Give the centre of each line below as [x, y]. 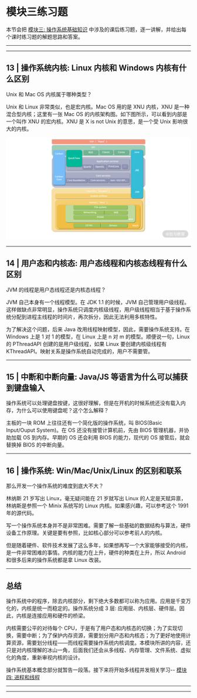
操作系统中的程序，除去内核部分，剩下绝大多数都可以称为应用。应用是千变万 [98, 601]
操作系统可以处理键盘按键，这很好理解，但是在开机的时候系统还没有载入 [93, 403]
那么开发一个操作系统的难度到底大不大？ [55, 486]
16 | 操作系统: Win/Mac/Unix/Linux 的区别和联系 [94, 471]
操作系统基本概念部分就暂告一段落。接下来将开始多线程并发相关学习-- [91, 670]
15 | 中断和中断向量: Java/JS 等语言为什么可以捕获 [97, 377]
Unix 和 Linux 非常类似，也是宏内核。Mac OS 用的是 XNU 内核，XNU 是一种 [98, 107]
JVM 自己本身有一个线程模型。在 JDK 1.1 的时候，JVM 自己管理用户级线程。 [98, 302]
